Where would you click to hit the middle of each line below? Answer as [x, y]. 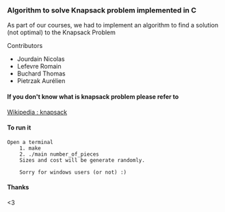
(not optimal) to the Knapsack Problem [62, 32]
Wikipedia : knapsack [37, 112]
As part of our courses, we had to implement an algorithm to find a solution [113, 25]
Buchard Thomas [41, 73]
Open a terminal [30, 142]
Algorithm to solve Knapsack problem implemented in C [102, 10]
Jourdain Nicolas [41, 59]
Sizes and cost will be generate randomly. [82, 160]
